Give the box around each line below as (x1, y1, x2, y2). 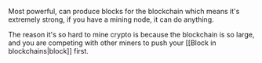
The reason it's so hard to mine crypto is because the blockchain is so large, (8, 30, 255, 39)
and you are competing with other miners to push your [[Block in (8, 38, 217, 47)
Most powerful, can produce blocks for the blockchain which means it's (8, 7, 240, 16)
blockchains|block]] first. (8, 47, 89, 55)
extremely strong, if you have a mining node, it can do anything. (8, 15, 214, 24)
